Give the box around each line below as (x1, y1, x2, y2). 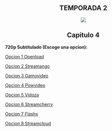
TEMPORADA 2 (59, 4, 108, 12)
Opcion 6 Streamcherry (5, 101, 54, 107)
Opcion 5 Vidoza (5, 92, 39, 98)
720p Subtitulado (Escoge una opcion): (5, 44, 88, 50)
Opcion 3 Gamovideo (5, 72, 49, 78)
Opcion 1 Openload (5, 54, 44, 60)
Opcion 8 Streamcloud (5, 120, 51, 126)
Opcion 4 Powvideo (5, 82, 46, 88)
